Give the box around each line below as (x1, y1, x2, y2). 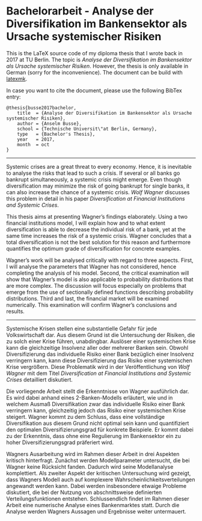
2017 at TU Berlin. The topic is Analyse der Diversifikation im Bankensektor (6, 56, 192, 63)
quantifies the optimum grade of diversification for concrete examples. (6, 245, 182, 252)
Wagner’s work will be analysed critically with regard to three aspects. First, (6, 257, 194, 264)
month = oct (17, 141, 50, 148)
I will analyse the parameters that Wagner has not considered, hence (6, 263, 177, 270)
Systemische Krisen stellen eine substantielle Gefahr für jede (6, 324, 158, 332)
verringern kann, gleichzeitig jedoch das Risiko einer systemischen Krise (6, 407, 186, 414)
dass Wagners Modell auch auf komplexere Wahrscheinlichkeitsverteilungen (6, 476, 195, 483)
